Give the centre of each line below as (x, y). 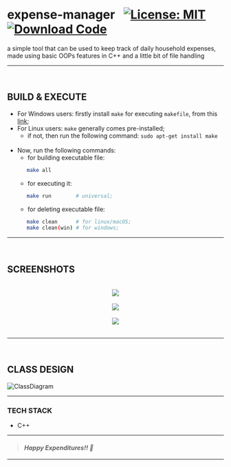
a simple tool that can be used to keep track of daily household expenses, (112, 48)
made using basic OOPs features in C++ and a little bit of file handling (106, 56)
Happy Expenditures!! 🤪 (59, 448)
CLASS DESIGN (41, 370)
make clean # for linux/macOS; (79, 221)
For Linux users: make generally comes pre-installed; (91, 128)
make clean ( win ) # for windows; (73, 228)
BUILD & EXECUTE (47, 97)
